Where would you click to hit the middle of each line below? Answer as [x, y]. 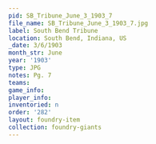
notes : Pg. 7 [30, 75]
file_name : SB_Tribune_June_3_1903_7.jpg [78, 23]
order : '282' [30, 113]
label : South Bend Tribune [53, 30]
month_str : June [35, 53]
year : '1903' [30, 61]
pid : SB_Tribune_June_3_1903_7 [60, 16]
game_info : [26, 90]
